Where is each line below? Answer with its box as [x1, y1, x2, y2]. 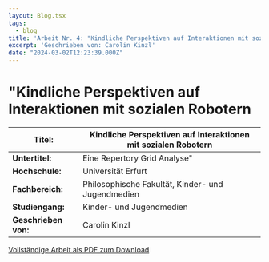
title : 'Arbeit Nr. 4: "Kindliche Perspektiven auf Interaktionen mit [8, 34, 249, 42]
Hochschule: [12, 165, 62, 177]
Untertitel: [12, 153, 52, 164]
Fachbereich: [12, 183, 64, 194]
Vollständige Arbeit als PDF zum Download [8, 244, 150, 254]
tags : [8, 19, 26, 27]
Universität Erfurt [82, 165, 147, 177]
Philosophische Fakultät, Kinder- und [82, 178, 223, 189]
